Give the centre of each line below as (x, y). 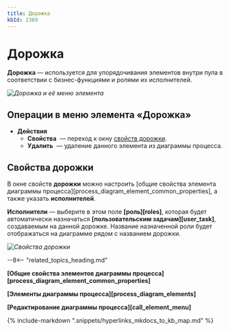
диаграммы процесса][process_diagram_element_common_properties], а (112, 191)
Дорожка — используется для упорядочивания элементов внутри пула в (115, 73)
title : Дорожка (29, 13)
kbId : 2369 (23, 20)
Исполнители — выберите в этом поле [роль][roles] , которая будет (107, 212)
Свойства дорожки (50, 168)
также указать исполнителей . (51, 199)
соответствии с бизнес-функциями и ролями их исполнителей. (100, 80)
